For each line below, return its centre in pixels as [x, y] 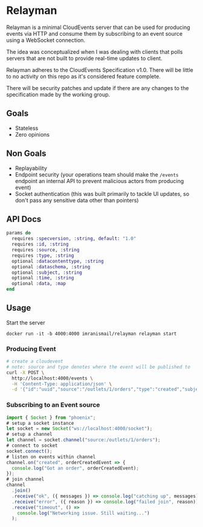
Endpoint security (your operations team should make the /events [97, 174]
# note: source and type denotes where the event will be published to [98, 367]
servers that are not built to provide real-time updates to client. [84, 58]
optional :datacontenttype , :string [58, 261]
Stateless [27, 128]
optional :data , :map [39, 284]
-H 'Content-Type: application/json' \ [62, 384]
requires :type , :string [43, 255]
